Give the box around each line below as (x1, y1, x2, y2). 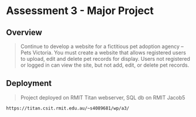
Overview (6, 27, 43, 37)
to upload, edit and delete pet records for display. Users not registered (20, 56, 190, 62)
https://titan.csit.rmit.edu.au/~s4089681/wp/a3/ (6, 105, 130, 111)
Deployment (6, 78, 52, 88)
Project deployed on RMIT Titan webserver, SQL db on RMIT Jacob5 (20, 94, 185, 101)
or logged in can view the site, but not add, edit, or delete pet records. (20, 61, 190, 68)
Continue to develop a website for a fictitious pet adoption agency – (20, 43, 184, 50)
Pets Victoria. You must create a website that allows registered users (20, 49, 186, 56)
